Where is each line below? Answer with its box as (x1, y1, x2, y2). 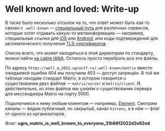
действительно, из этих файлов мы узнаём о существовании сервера (5, 85, 152, 91)
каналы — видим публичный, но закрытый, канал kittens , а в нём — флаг (5, 105, 160, 111)
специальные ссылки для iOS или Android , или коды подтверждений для (5, 35, 158, 41)
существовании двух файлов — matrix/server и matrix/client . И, (5, 80, 141, 86)
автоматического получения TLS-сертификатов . (5, 40, 107, 46)
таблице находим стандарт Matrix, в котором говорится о (5, 75, 126, 81)
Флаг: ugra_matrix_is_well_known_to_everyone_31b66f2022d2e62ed (5, 120, 150, 126)
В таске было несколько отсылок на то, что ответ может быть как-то (5, 20, 150, 26)
